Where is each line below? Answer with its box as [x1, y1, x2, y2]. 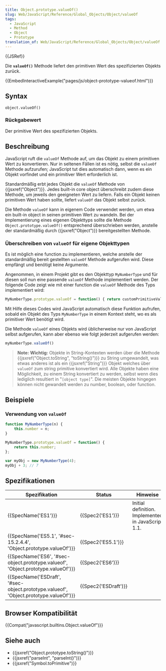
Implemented [132, 512, 163, 519]
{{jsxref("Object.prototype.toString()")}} [12, 650, 94, 656]
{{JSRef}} [5, 53, 25, 59]
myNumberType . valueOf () [5, 340, 54, 345]
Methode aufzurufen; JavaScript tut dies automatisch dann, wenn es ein [5, 166, 152, 172]
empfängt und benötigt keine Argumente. [5, 262, 89, 268]
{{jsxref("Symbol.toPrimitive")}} [12, 660, 77, 666]
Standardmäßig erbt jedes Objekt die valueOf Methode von [5, 181, 125, 187]
